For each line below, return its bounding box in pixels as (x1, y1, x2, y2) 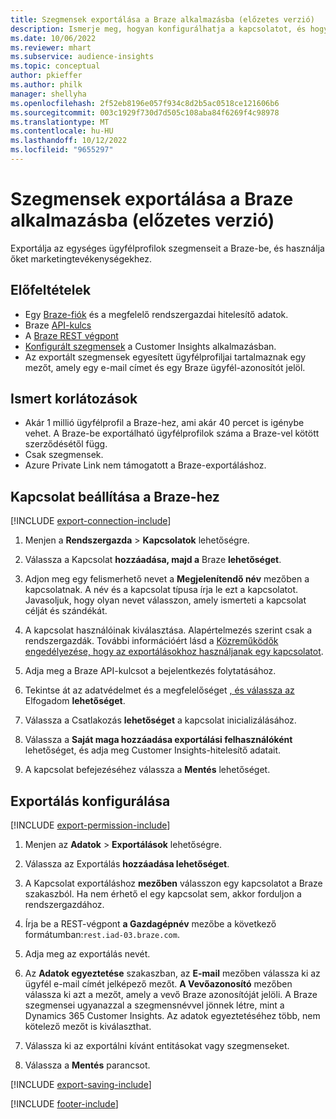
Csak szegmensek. (24, 449, 104, 461)
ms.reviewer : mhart (10, 42, 92, 53)
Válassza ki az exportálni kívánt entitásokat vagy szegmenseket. (24, 1040, 290, 1052)
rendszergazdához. (24, 899, 105, 911)
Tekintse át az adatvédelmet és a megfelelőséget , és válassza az (24, 684, 295, 696)
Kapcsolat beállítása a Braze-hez (10, 488, 220, 505)
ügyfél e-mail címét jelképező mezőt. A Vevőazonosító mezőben (24, 978, 293, 990)
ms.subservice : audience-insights (10, 52, 155, 62)
